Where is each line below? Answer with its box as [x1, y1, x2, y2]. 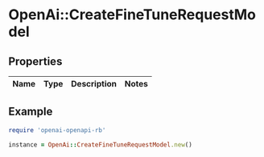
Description [71, 78, 117, 89]
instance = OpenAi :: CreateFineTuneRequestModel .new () [8, 140, 193, 149]
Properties [8, 54, 63, 68]
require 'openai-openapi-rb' [8, 126, 106, 134]
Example [8, 105, 53, 119]
